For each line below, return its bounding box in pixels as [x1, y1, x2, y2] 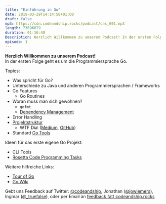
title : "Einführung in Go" [5, 7, 61, 12]
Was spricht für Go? [12, 77, 53, 83]
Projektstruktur [12, 119, 43, 125]
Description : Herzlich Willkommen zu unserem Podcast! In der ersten [5, 35, 152, 40]
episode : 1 [5, 40, 28, 44]
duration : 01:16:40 [5, 30, 45, 35]
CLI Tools [12, 149, 32, 155]
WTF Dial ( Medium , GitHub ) [19, 124, 76, 130]
